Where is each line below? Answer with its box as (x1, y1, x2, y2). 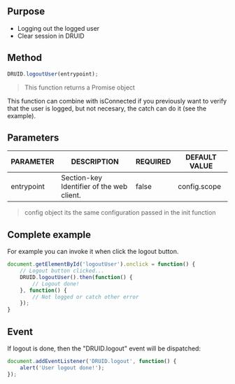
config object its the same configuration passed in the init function (24, 208, 216, 217)
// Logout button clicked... (20, 267, 105, 274)
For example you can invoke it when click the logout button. (7, 248, 179, 256)
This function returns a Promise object (24, 83, 135, 92)
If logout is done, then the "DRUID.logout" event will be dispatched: (7, 344, 201, 353)
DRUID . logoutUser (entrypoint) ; (7, 70, 99, 78)
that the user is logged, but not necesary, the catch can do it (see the (7, 104, 207, 113)
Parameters (7, 131, 59, 143)
